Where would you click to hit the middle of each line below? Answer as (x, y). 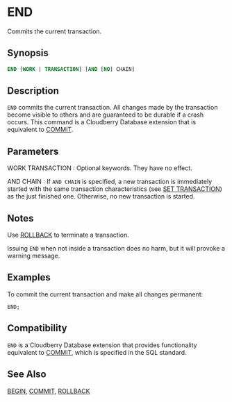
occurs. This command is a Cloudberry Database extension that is (102, 122)
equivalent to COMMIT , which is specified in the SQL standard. (97, 352)
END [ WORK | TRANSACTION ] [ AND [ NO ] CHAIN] (71, 69)
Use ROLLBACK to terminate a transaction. (68, 235)
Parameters (33, 151)
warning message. (34, 256)
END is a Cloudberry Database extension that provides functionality (102, 345)
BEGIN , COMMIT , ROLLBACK (49, 391)
